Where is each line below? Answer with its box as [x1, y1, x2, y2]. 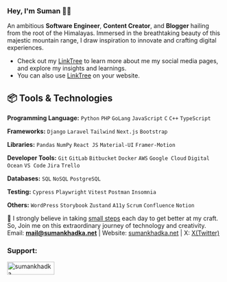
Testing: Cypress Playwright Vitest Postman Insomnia [7, 188, 156, 196]
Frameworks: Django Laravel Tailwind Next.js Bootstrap [7, 127, 168, 136]
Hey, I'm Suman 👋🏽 [7, 6, 72, 16]
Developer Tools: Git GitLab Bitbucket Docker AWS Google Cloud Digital [7, 154, 210, 162]
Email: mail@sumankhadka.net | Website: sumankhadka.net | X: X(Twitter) [7, 229, 220, 237]
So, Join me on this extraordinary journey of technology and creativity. [7, 222, 207, 230]
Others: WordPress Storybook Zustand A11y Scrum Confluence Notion [7, 201, 195, 209]
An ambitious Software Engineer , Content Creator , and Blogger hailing [7, 22, 209, 30]
